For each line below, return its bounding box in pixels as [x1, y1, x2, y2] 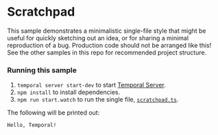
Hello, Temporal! [7, 122, 57, 129]
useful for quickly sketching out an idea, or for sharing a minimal [7, 33, 189, 42]
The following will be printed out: [7, 108, 100, 117]
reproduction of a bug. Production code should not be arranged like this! [7, 41, 212, 49]
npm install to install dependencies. [16, 88, 121, 96]
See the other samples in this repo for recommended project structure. [7, 48, 207, 57]
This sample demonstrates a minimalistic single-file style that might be [7, 27, 206, 35]
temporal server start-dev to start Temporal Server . [16, 81, 167, 89]
